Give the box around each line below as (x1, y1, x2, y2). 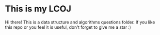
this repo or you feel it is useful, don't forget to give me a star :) (5, 24, 131, 30)
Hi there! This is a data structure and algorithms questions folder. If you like (5, 19, 155, 25)
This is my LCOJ (5, 3, 72, 14)
